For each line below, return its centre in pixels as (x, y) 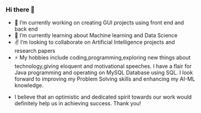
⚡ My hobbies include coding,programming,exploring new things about (102, 58)
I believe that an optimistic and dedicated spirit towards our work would (103, 97)
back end (26, 29)
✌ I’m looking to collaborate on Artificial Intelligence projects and (94, 42)
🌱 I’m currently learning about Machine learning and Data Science (96, 35)
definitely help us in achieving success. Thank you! (78, 103)
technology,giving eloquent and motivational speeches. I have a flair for (103, 66)
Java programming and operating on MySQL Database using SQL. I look (104, 73)
